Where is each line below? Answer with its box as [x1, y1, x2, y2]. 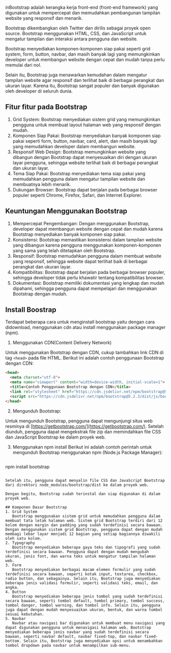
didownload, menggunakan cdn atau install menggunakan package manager [5, 324, 166, 331]
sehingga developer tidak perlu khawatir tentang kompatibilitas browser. [12, 275, 164, 281]
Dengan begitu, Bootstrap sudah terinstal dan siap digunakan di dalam [5, 491, 160, 496]
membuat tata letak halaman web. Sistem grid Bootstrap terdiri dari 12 [5, 518, 163, 523]
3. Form [5, 562, 22, 567]
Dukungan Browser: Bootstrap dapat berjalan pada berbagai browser [12, 186, 158, 193]
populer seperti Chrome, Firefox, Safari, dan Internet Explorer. [12, 192, 142, 198]
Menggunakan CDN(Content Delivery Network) [12, 340, 112, 346]
